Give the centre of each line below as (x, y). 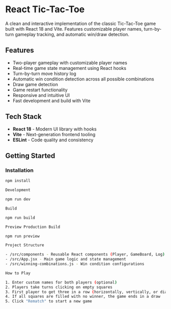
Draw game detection (35, 84)
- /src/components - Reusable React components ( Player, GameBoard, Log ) (85, 254)
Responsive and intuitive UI (41, 95)
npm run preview (22, 236)
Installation (20, 170)
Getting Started (30, 156)
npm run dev (18, 199)
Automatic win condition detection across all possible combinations (83, 79)
